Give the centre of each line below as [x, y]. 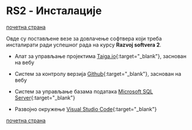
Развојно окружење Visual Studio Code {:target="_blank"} [86, 109]
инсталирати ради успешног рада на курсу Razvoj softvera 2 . [84, 45]
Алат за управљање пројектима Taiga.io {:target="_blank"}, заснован [100, 56]
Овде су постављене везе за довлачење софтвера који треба [84, 38]
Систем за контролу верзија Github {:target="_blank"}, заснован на [98, 74]
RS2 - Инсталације [54, 11]
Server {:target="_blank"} [45, 98]
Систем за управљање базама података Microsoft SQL [84, 91]
